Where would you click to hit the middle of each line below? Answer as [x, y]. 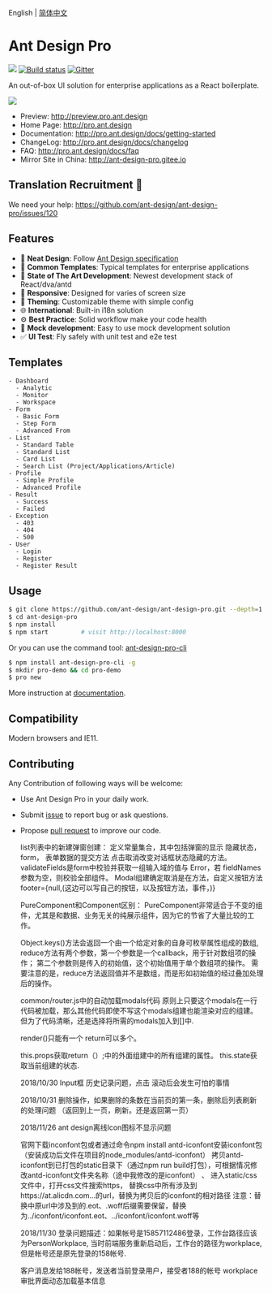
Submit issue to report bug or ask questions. [94, 815]
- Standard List [43, 452]
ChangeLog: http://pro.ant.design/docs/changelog [104, 142]
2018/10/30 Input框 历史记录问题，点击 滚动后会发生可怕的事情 [125, 1083]
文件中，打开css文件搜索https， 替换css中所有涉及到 [108, 1185]
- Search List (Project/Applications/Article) [96, 466]
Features [31, 239]
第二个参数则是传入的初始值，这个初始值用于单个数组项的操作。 [142, 962]
